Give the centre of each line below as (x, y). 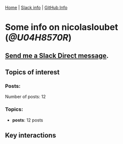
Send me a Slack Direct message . (57, 55)
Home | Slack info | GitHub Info (36, 8)
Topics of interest (32, 72)
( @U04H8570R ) (38, 38)
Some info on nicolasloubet (61, 27)
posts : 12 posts (28, 120)
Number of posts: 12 (25, 97)
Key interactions (31, 135)
